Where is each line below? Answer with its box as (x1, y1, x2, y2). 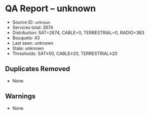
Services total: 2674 (12, 24, 53, 30)
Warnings (5, 92, 36, 101)
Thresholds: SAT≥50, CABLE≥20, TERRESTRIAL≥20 (12, 50, 117, 57)
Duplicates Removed (5, 65, 71, 73)
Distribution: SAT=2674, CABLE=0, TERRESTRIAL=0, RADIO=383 (12, 29, 145, 35)
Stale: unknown (12, 45, 44, 51)
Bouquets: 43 (12, 35, 40, 41)
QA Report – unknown (5, 3, 96, 14)
